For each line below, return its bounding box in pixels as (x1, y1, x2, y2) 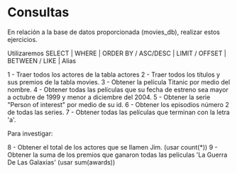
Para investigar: (7, 129, 53, 138)
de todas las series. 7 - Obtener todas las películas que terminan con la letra (7, 108, 231, 116)
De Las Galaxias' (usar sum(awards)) (7, 157, 116, 167)
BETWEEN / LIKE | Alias (7, 56, 77, 65)
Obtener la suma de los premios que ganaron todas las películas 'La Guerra (7, 150, 228, 159)
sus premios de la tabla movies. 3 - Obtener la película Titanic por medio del (7, 77, 231, 86)
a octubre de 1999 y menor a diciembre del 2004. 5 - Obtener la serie (7, 93, 211, 101)
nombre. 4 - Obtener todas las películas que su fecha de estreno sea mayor (7, 85, 228, 94)
